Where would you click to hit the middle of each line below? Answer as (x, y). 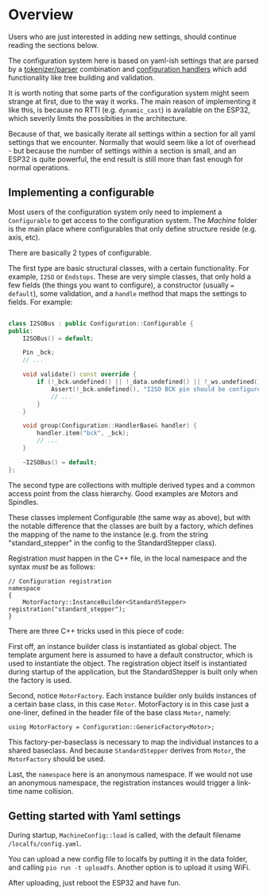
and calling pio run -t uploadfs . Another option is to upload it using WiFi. (129, 868)
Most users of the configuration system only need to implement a (115, 212)
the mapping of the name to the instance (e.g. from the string (108, 534)
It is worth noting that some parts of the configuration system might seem (129, 92)
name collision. (49, 791)
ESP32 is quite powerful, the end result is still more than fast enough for (126, 159)
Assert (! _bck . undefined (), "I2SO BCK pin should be (138, 389)
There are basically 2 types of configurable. (80, 252)
